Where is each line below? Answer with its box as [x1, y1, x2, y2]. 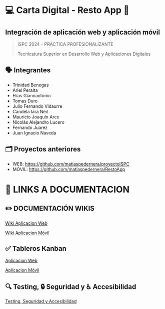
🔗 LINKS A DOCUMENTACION [5, 184, 130, 195]
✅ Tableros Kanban [5, 244, 66, 253]
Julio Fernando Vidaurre [12, 103, 62, 109]
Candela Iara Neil [12, 108, 48, 114]
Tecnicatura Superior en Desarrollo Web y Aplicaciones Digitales [17, 51, 151, 57]
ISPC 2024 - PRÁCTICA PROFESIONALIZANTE [17, 41, 113, 47]
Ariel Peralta [12, 87, 38, 93]
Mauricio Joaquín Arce [12, 114, 59, 120]
